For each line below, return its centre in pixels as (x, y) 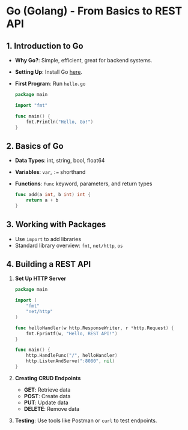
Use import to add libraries (48, 239)
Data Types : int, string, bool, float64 (60, 161)
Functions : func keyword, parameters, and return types (83, 184)
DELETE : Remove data (52, 408)
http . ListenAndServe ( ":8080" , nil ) (71, 361)
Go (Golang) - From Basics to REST (94, 11)
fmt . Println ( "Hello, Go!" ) (60, 122)
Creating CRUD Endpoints (48, 378)
